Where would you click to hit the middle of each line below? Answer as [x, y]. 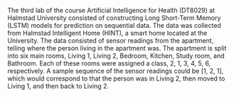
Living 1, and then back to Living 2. [58, 86]
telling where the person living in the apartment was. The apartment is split [117, 48]
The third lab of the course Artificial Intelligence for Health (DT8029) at [111, 10]
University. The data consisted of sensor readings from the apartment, [111, 41]
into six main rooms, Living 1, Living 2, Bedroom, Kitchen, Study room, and [116, 56]
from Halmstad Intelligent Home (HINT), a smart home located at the [107, 33]
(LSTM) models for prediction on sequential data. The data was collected [115, 25]
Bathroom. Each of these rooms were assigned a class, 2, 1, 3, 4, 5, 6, [109, 63]
